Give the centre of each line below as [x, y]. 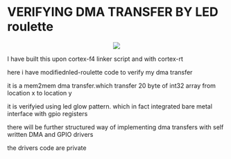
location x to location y [40, 93]
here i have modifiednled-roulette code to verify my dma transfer [100, 72]
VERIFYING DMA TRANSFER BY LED [113, 12]
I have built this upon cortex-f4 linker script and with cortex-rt [95, 59]
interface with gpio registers [48, 113]
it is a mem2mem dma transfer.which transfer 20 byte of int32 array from [112, 85]
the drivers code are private [47, 148]
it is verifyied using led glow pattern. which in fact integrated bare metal [110, 106]
